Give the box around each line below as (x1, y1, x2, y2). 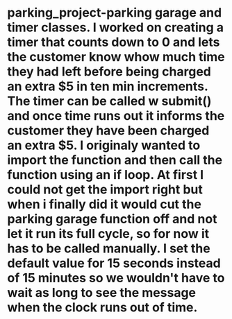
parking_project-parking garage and (7, 5, 222, 21)
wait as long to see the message (7, 285, 197, 301)
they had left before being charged (7, 64, 212, 80)
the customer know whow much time (7, 49, 226, 65)
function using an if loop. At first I (7, 167, 204, 183)
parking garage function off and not (7, 212, 217, 227)
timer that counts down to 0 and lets (7, 35, 220, 50)
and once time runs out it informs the (7, 108, 225, 124)
